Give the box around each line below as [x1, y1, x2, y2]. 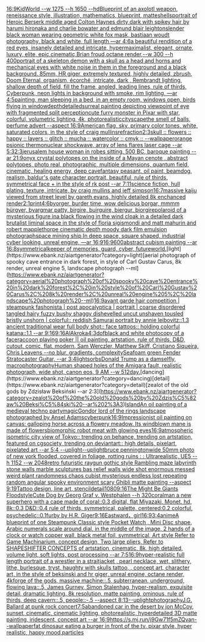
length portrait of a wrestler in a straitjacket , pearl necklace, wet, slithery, [6, 558, 192, 564]
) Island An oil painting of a [123, 401, 187, 408]
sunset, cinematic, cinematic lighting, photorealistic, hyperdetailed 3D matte [6, 610, 198, 616]
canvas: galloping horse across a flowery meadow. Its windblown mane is [6, 420, 192, 427]
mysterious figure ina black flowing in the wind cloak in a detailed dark [6, 213, 184, 220]
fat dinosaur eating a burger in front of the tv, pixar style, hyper [33, 622, 192, 629]
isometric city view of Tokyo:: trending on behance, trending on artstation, [6, 433, 193, 440]
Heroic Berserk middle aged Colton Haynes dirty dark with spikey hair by [6, 18, 190, 25]
